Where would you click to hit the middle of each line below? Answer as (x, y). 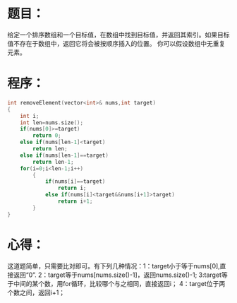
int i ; (30, 116)
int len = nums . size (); (51, 123)
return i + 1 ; (75, 201)
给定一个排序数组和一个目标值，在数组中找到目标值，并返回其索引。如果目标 (119, 35)
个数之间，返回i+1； (36, 292)
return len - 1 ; (53, 162)
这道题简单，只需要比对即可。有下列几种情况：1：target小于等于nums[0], (114, 266)
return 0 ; (47, 136)
